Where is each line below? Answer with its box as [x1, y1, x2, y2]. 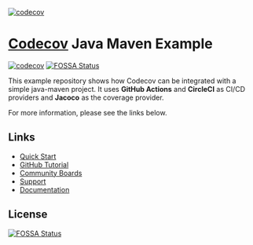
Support [19, 177, 46, 186]
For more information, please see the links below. [8, 108, 167, 117]
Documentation [19, 185, 70, 194]
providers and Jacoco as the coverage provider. [8, 93, 164, 102]
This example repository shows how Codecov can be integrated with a [8, 75, 236, 86]
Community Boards [19, 168, 82, 177]
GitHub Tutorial [19, 159, 69, 169]
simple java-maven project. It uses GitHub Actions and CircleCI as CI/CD [8, 84, 246, 93]
